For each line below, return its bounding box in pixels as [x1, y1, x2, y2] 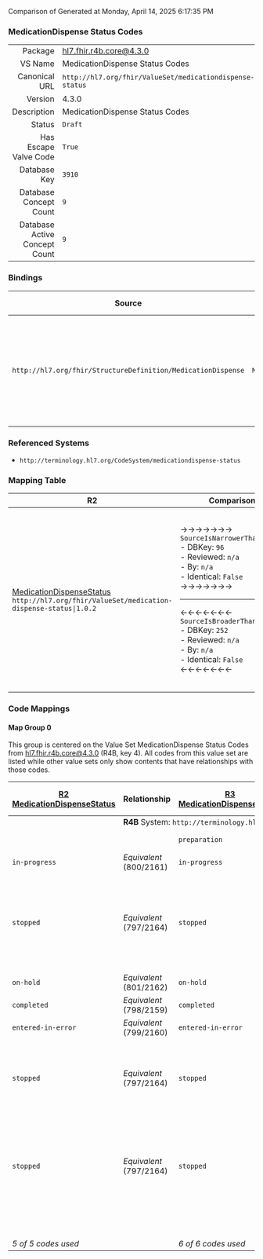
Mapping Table [8, 474, 67, 485]
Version [26, 93, 55, 104]
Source [114, 298, 142, 309]
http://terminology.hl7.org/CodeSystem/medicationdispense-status [19, 456, 241, 464]
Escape [27, 141, 55, 152]
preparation [178, 836, 223, 844]
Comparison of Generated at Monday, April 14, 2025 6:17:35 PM [8, 7, 214, 16]
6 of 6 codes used [178, 1239, 246, 1250]
